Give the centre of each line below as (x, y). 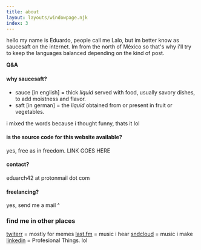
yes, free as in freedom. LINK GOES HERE (58, 150)
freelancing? (23, 192)
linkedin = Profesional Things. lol (47, 240)
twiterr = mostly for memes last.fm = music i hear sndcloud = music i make (100, 234)
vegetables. (30, 111)
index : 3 (17, 23)
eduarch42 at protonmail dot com (48, 178)
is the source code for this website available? (64, 137)
